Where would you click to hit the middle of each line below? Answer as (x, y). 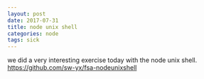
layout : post (27, 14)
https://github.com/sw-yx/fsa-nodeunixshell (72, 68)
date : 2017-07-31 (33, 20)
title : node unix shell (43, 27)
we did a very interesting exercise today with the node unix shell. (102, 60)
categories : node (33, 34)
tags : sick (23, 40)
